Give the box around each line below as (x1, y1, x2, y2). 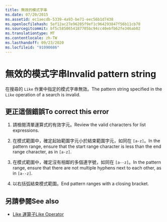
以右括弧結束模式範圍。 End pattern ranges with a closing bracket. (12, 181, 149, 187)
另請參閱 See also (5, 197, 59, 205)
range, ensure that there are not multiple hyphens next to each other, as (12, 165, 162, 171)
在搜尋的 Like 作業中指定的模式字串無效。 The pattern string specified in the (5, 86, 162, 92)
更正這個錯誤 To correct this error (5, 107, 109, 116)
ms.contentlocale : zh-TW (5, 36, 57, 41)
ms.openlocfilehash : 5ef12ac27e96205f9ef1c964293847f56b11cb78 (5, 21, 141, 27)
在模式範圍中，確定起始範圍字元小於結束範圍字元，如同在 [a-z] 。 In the (12, 138, 160, 144)
